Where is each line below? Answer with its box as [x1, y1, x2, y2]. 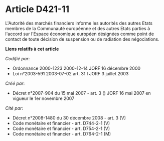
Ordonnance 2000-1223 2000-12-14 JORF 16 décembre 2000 [12, 65, 141, 71]
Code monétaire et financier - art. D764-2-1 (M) [12, 130, 111, 136]
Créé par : [5, 80, 25, 86]
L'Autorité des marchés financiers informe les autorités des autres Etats [5, 20, 153, 26]
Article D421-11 [5, 4, 70, 15]
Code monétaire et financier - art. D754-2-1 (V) [12, 125, 110, 131]
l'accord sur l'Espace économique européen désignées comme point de [5, 31, 154, 37]
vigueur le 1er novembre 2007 [12, 95, 75, 101]
